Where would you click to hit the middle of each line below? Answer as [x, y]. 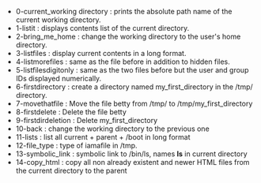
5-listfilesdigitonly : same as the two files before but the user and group [132, 70]
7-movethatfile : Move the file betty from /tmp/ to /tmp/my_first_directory [134, 103]
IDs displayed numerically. [59, 78]
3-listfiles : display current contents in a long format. [101, 53]
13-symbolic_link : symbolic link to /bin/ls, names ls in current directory [131, 154]
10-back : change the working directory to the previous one [112, 129]
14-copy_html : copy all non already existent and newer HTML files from [132, 162]
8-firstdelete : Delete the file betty [71, 112]
